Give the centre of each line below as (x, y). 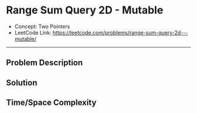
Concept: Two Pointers (42, 26)
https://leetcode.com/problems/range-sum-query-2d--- (120, 32)
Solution (22, 83)
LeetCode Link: (33, 32)
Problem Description (45, 63)
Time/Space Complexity (51, 103)
